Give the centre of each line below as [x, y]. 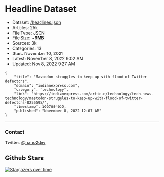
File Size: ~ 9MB [28, 38]
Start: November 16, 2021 [38, 53]
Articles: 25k [25, 27]
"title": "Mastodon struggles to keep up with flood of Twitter [81, 77]
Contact [15, 132]
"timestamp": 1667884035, [40, 106]
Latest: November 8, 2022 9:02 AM [48, 58]
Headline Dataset [41, 9]
